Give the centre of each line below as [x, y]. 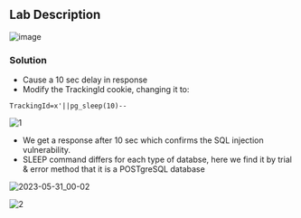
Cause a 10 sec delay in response [85, 80]
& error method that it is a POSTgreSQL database [113, 169]
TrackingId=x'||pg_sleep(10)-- [68, 106]
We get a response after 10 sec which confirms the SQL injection [143, 140]
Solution [28, 60]
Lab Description [55, 15]
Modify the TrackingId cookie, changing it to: [106, 90]
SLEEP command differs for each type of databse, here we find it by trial [157, 160]
